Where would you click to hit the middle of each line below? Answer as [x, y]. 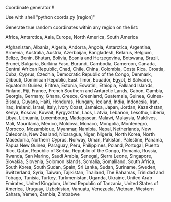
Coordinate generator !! [30, 7]
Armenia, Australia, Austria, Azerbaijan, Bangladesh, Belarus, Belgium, [79, 53]
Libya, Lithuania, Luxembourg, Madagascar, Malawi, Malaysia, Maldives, [81, 118]
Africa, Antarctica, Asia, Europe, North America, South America [72, 37]
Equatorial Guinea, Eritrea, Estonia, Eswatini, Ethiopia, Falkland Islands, [80, 85]
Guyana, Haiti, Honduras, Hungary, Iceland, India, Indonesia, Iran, [90, 102]
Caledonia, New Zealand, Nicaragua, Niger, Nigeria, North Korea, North [80, 134]
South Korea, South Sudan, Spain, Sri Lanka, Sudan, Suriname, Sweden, [81, 167]
